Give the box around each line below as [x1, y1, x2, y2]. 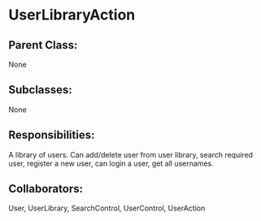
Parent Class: [8, 38, 78, 52]
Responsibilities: [8, 128, 95, 142]
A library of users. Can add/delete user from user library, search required [8, 149, 254, 159]
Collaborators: [8, 182, 84, 196]
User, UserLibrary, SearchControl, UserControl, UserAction [8, 203, 206, 213]
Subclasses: [8, 83, 73, 97]
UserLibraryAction [8, 6, 136, 24]
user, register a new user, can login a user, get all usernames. [8, 158, 214, 168]
